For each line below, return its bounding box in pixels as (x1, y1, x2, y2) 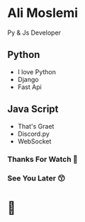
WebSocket (17, 136, 52, 146)
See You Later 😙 (7, 173, 66, 183)
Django (17, 75, 39, 83)
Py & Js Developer (7, 28, 62, 37)
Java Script (7, 103, 59, 115)
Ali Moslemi (7, 5, 79, 21)
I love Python (17, 67, 57, 76)
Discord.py (17, 129, 50, 138)
